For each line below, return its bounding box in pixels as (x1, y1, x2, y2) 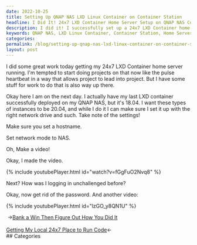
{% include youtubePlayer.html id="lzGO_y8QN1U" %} (6, 202, 137, 209)
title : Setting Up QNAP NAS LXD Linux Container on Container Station (6, 14, 182, 20)
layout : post (6, 47, 38, 53)
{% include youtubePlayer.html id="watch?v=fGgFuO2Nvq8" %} (6, 168, 161, 175)
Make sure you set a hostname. (6, 122, 82, 130)
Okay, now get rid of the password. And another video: (6, 191, 139, 198)
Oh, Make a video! (6, 145, 50, 152)
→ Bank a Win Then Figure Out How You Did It (7, 213, 118, 220)
